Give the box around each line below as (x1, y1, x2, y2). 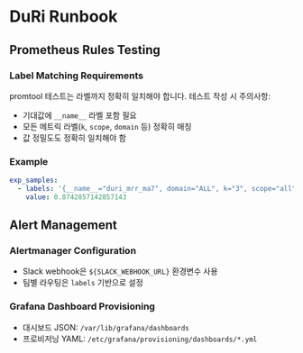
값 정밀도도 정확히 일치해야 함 (22, 132, 126, 143)
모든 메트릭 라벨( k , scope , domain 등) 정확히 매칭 (22, 121, 192, 131)
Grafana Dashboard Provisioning (9, 300, 156, 312)
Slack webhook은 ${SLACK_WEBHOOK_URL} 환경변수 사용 (22, 266, 218, 276)
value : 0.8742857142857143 (25, 192, 127, 202)
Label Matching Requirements (9, 69, 144, 82)
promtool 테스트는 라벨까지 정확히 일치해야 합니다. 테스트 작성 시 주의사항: (9, 90, 271, 101)
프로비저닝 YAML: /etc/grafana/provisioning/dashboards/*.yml (22, 333, 258, 344)
